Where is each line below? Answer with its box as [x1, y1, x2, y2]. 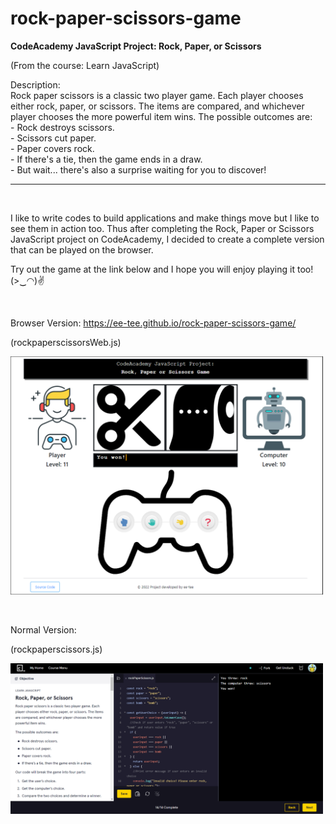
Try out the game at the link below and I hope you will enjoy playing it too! [10, 263, 314, 275]
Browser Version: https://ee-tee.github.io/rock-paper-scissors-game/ [10, 317, 297, 329]
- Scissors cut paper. [10, 132, 97, 144]
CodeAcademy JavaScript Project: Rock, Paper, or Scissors [10, 40, 262, 52]
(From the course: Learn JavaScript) [10, 59, 160, 71]
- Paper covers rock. [10, 142, 95, 154]
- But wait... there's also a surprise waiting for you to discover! [10, 163, 267, 176]
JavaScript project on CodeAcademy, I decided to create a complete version [10, 233, 325, 245]
